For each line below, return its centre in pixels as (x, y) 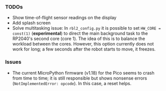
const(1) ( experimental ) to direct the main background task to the (80, 34)
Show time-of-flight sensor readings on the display (64, 18)
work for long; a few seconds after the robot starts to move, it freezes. (84, 49)
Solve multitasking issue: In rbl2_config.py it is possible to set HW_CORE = (86, 28)
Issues (13, 62)
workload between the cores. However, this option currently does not (83, 44)
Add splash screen (31, 23)
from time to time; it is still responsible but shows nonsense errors (80, 78)
